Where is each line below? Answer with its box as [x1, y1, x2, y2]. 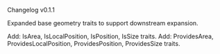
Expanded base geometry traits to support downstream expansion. [7, 19, 199, 27]
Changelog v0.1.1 [7, 6, 56, 14]
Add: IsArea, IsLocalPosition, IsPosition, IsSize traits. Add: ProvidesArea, [7, 32, 214, 40]
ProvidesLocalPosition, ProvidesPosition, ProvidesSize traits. [7, 40, 180, 47]
